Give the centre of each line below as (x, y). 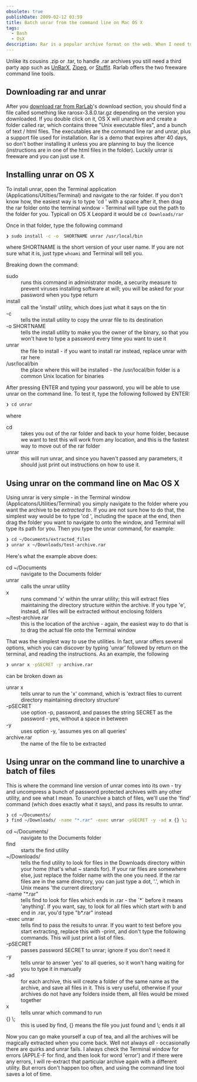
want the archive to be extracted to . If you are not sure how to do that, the (95, 510)
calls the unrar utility (45, 586)
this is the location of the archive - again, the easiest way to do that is (105, 623)
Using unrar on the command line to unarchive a (96, 762)
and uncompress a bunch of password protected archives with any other (94, 792)
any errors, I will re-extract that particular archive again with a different (91, 1061)
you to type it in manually (51, 969)
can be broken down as (35, 676)
